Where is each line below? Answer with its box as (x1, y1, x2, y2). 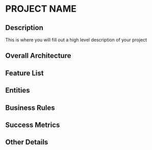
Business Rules (5, 103, 55, 112)
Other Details (5, 138, 48, 146)
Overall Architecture (5, 51, 71, 60)
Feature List (5, 69, 44, 77)
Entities (5, 86, 30, 95)
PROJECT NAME (5, 3, 77, 15)
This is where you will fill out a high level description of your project (5, 37, 147, 43)
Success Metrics (5, 121, 60, 129)
